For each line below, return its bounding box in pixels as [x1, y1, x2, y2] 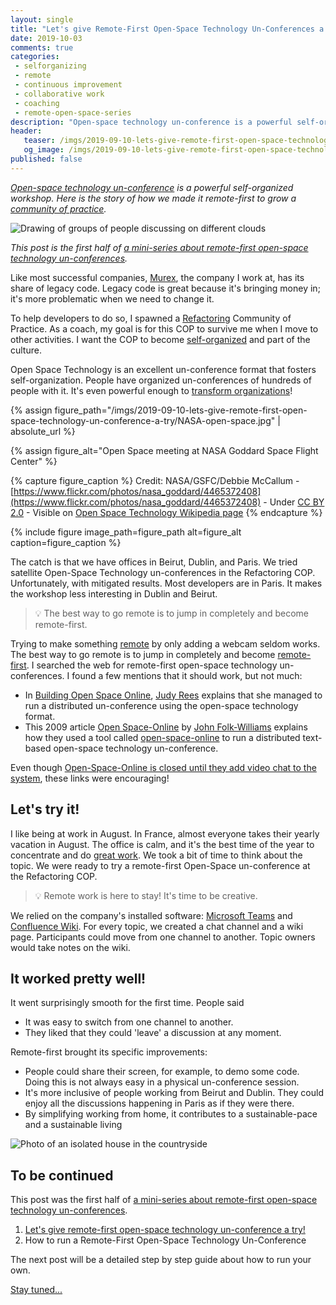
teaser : [23, 136, 56, 146]
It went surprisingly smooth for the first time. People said [10, 997, 245, 1009]
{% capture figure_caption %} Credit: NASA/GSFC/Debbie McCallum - [10, 474, 300, 486]
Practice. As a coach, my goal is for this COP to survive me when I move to [10, 322, 319, 335]
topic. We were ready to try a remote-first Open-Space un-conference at [10, 859, 311, 871]
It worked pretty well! [10, 970, 147, 987]
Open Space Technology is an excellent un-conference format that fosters [10, 363, 317, 375]
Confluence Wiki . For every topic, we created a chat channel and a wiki [10, 920, 304, 932]
